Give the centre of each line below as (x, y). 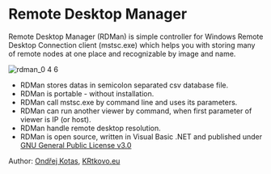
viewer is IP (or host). (55, 119)
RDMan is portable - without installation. (87, 93)
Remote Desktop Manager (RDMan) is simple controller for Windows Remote (136, 36)
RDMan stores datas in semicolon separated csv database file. (124, 85)
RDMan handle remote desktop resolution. (90, 128)
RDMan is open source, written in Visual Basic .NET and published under (141, 136)
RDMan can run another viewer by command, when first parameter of (136, 111)
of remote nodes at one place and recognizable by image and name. (122, 53)
